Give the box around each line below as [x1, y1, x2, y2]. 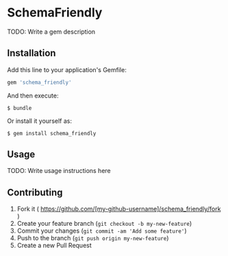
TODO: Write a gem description [7, 27, 96, 36]
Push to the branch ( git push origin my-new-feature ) [16, 234, 169, 242]
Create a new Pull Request [16, 242, 92, 250]
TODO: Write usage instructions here [7, 167, 111, 175]
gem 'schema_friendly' [7, 79, 72, 86]
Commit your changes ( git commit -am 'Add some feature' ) [16, 226, 187, 235]
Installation [7, 47, 56, 59]
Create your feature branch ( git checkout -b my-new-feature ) [16, 220, 192, 228]
